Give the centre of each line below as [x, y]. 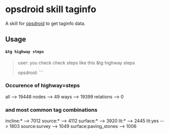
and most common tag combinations [52, 110]
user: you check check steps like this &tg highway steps [76, 62]
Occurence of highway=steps [43, 86]
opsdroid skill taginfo [51, 9]
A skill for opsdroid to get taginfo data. [45, 23]
